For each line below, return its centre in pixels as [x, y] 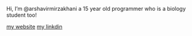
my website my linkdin [34, 27]
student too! [22, 15]
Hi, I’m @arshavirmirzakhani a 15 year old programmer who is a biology [96, 9]
